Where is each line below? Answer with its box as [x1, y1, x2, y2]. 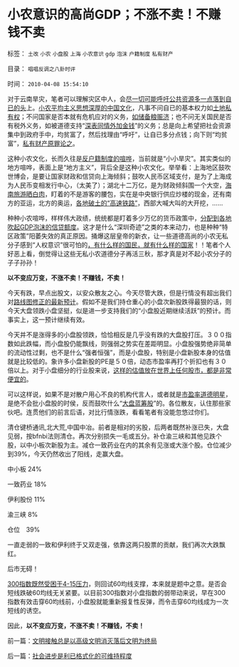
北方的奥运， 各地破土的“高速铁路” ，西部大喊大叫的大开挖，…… [38, 199, 223, 207]
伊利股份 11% [7, 495, 46, 503]
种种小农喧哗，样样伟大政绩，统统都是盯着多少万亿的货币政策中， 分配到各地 [7, 214, 232, 222]
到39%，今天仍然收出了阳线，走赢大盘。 [7, 449, 128, 458]
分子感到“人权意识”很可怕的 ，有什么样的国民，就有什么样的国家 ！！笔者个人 [7, 240, 231, 249]
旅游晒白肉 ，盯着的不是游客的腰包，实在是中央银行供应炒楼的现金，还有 [13, 189, 225, 198]
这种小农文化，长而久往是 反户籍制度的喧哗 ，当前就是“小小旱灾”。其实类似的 [7, 154, 231, 162]
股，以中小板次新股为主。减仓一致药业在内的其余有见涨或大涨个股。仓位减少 [7, 441, 232, 449]
